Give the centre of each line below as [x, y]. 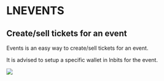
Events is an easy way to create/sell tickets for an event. [77, 48]
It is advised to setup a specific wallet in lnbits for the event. [82, 60]
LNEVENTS [35, 11]
